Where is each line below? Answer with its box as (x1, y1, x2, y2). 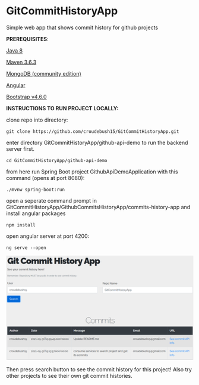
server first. (6, 145, 34, 153)
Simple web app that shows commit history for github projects (6, 24, 159, 31)
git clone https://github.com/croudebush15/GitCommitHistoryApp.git (6, 128, 179, 135)
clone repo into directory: (6, 116, 68, 123)
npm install (6, 222, 36, 228)
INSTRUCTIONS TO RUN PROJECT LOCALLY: (6, 104, 119, 111)
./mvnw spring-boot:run (6, 187, 65, 192)
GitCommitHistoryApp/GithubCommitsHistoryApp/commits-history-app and (6, 203, 191, 210)
